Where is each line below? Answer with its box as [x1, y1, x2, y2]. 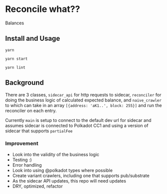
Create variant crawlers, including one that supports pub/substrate [12, 173, 150, 179]
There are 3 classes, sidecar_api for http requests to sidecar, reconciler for [5, 92, 162, 97]
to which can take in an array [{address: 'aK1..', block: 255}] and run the [5, 102, 162, 108]
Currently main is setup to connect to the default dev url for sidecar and [5, 117, 152, 123]
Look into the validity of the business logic [12, 151, 100, 157]
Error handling [12, 162, 42, 168]
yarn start [5, 56, 28, 61]
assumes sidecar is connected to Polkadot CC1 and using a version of [5, 122, 149, 128]
